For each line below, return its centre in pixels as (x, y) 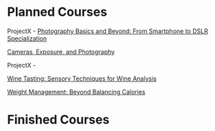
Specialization (27, 38)
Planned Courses (57, 12)
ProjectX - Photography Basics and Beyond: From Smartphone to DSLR (107, 31)
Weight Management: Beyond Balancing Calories (76, 92)
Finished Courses (58, 120)
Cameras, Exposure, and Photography (61, 52)
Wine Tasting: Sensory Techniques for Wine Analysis (82, 78)
